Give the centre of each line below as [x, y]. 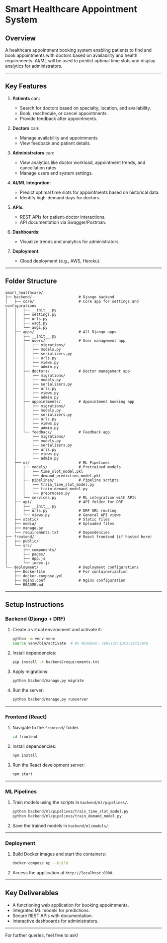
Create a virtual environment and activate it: [57, 630]
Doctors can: [26, 128]
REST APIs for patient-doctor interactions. [63, 217]
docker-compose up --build [40, 863]
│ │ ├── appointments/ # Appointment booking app [70, 402]
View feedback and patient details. [55, 143]
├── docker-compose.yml [39, 576]
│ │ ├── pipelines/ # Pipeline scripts [62, 480]
